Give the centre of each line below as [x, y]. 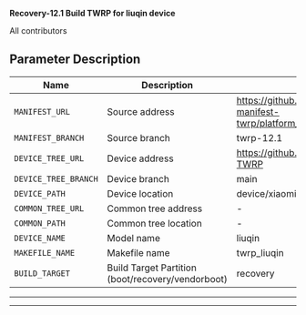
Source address [141, 111]
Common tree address [155, 208]
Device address [141, 158]
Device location [140, 193]
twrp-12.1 [260, 137]
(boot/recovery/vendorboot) [167, 279]
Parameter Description [75, 60]
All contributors [38, 30]
